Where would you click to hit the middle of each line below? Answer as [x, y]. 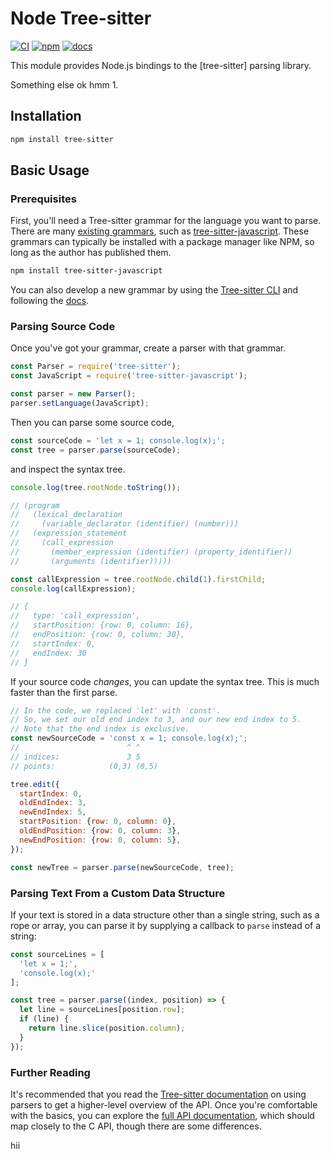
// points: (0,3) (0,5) [84, 766]
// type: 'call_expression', [75, 616]
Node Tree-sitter [81, 18]
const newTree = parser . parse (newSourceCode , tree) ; [122, 867]
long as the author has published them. [91, 253]
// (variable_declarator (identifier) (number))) [125, 524]
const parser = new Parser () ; [73, 394]
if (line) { [44, 1019]
